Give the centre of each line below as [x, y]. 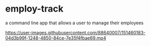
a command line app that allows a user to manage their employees [74, 23]
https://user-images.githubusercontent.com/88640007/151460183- [75, 32]
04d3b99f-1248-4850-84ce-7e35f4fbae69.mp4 [56, 38]
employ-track [34, 9]
